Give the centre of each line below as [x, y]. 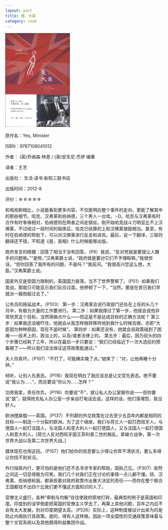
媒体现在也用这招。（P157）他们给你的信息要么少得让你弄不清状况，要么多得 [83, 451]
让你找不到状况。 [23, 457]
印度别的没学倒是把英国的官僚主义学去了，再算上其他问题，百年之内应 [86, 504]
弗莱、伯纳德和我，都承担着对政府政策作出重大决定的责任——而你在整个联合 [84, 480]
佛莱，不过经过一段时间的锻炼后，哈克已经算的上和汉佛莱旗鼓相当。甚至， [82, 229]
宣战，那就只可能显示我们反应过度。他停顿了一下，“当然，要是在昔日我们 [81, 287]
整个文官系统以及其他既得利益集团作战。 [47, 522]
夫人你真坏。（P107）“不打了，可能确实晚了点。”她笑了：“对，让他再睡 [76, 359]
